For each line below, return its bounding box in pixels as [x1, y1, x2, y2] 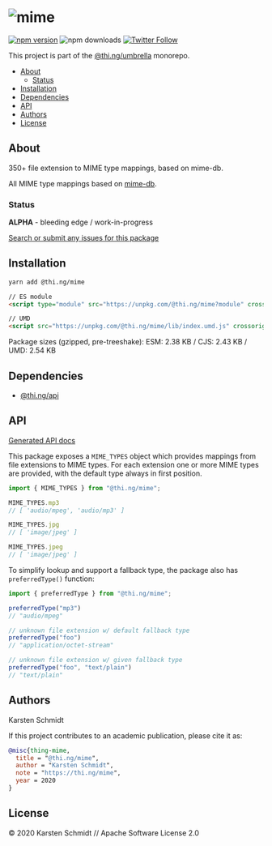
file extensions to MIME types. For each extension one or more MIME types [8, 459, 259, 469]
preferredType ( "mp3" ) [8, 604, 82, 612]
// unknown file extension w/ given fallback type [8, 656, 183, 664]
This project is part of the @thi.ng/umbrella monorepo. [8, 50, 190, 60]
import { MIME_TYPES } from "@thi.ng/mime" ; [8, 484, 161, 492]
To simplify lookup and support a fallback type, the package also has [8, 565, 239, 575]
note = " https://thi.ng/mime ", [15, 769, 121, 777]
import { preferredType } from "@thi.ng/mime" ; [8, 589, 172, 597]
